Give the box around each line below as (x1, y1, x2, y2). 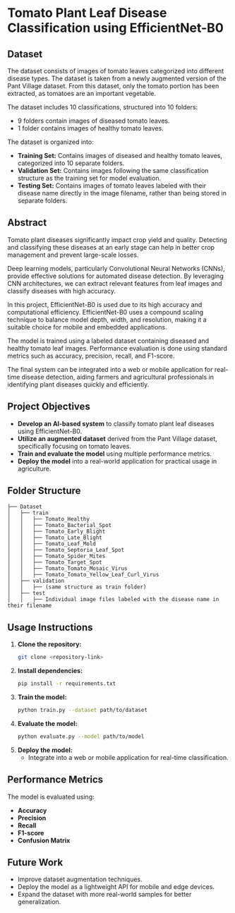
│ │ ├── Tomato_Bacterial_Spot (7, 522, 112, 529)
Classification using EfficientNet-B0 (7, 20, 224, 36)
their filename (7, 602, 52, 610)
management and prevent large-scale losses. (7, 250, 139, 259)
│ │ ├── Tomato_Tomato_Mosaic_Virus (7, 565, 128, 572)
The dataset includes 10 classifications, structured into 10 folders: (7, 103, 198, 111)
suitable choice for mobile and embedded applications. (7, 322, 167, 331)
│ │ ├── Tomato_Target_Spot (7, 559, 102, 566)
